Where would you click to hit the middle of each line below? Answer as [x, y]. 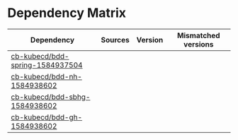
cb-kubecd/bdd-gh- [47, 117]
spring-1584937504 [47, 65]
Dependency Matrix [67, 13]
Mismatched [199, 35]
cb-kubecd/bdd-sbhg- [51, 97]
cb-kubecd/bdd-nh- [47, 76]
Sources [115, 40]
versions [199, 44]
